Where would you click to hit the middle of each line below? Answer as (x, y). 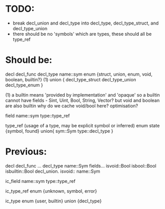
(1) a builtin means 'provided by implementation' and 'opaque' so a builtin (83, 95)
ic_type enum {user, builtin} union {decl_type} (54, 201)
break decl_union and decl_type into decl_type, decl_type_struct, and (86, 23)
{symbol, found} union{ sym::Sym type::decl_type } (59, 131)
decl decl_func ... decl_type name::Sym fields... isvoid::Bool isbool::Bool (81, 166)
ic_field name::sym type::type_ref (40, 181)
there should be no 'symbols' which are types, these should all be (82, 34)
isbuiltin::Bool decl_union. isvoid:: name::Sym (53, 171)
